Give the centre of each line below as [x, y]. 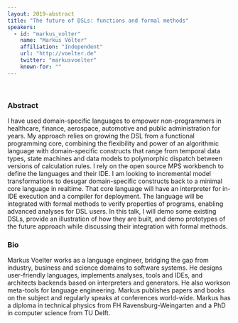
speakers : [22, 27]
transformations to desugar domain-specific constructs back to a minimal [115, 181]
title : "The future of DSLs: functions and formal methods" [98, 21]
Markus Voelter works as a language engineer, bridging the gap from [108, 261]
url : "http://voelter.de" [59, 54]
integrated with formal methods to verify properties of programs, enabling [115, 204]
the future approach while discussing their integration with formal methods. [118, 226]
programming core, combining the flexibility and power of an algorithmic [113, 143]
